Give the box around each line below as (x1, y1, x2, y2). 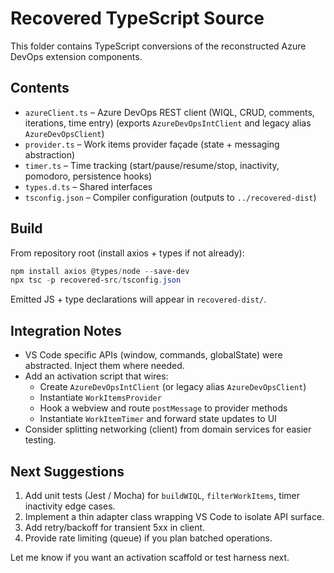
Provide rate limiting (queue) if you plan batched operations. (24, 532, 273, 544)
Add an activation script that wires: (24, 370, 169, 382)
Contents (10, 80, 70, 97)
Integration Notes (10, 322, 122, 339)
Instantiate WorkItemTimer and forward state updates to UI (39, 413, 277, 425)
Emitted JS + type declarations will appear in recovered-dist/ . (10, 293, 267, 306)
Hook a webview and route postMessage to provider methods (39, 402, 288, 414)
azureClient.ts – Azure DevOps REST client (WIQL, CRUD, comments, (24, 106, 315, 118)
